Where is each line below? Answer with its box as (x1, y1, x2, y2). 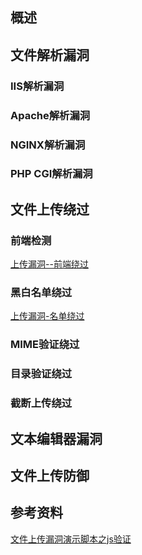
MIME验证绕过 (10, 338, 80, 352)
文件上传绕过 (10, 201, 90, 218)
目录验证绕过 (10, 367, 73, 381)
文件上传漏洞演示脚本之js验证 (10, 533, 132, 545)
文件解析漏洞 (10, 46, 90, 63)
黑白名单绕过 (10, 286, 73, 300)
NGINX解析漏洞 (10, 138, 86, 152)
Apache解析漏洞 (10, 108, 91, 122)
